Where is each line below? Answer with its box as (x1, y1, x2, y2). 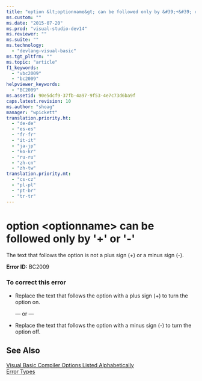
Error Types (6, 368, 35, 375)
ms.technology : (6, 43, 44, 49)
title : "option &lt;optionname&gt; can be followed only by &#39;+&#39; (6, 8, 192, 15)
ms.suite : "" (6, 37, 39, 43)
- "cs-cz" (11, 177, 36, 183)
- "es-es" (11, 126, 36, 132)
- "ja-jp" (11, 142, 36, 149)
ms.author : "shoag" (6, 103, 55, 110)
